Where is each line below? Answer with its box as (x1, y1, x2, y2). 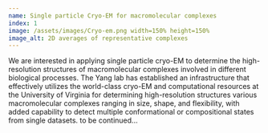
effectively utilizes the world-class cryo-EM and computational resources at (8, 82, 259, 91)
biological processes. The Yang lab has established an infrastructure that (8, 73, 250, 83)
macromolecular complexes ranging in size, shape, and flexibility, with (8, 99, 240, 108)
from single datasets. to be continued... (8, 115, 138, 125)
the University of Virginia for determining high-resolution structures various (8, 90, 258, 100)
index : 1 (8, 19, 38, 27)
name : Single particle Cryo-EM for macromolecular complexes (8, 11, 217, 20)
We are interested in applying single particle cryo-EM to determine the (8, 56, 241, 66)
